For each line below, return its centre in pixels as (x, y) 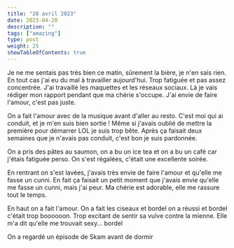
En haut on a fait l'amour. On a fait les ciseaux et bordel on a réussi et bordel (117, 208)
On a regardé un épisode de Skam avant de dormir (80, 236)
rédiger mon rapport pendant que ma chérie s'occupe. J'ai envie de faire (112, 94)
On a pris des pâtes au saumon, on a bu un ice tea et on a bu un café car (112, 152)
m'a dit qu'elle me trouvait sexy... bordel (65, 223)
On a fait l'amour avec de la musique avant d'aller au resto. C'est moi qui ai (115, 115)
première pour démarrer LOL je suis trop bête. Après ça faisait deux (105, 131)
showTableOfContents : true (47, 53)
